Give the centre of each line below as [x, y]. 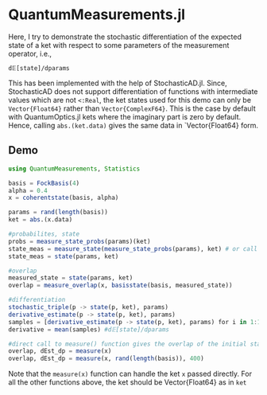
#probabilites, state [44, 234]
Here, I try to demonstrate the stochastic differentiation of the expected [125, 37]
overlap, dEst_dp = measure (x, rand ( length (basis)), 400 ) [106, 359]
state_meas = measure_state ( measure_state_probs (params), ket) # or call [133, 248]
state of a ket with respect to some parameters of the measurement [119, 45]
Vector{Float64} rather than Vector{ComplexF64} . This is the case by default [132, 108]
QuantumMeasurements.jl [97, 15]
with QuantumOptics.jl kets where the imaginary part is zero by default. [124, 116]
